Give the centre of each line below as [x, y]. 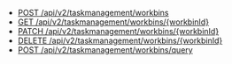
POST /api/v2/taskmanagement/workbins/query [105, 50]
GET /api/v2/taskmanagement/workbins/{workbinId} [113, 22]
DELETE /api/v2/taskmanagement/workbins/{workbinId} [120, 40]
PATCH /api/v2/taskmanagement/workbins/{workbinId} [118, 31]
